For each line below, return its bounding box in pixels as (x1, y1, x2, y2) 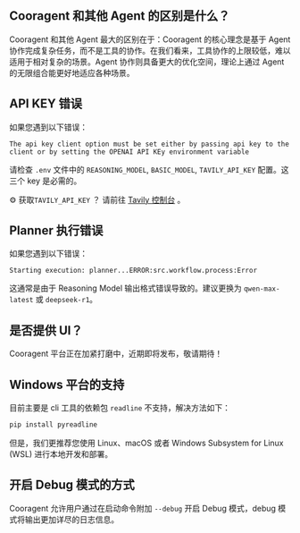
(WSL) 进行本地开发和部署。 (9, 448, 113, 459)
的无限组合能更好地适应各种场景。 (9, 67, 135, 78)
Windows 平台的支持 (9, 376, 125, 392)
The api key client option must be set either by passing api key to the (9, 140, 290, 148)
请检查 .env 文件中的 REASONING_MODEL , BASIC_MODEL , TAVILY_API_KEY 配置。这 (9, 164, 289, 174)
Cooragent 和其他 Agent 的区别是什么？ (9, 8, 230, 24)
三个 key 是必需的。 (9, 175, 82, 186)
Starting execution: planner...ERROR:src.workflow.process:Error (9, 266, 257, 275)
